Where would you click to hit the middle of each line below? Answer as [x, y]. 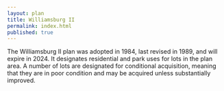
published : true [30, 32]
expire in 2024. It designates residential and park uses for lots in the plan [110, 59]
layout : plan [26, 13]
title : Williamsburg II [41, 20]
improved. [21, 80]
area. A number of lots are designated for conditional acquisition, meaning [112, 66]
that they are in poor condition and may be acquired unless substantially [109, 73]
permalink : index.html [39, 26]
